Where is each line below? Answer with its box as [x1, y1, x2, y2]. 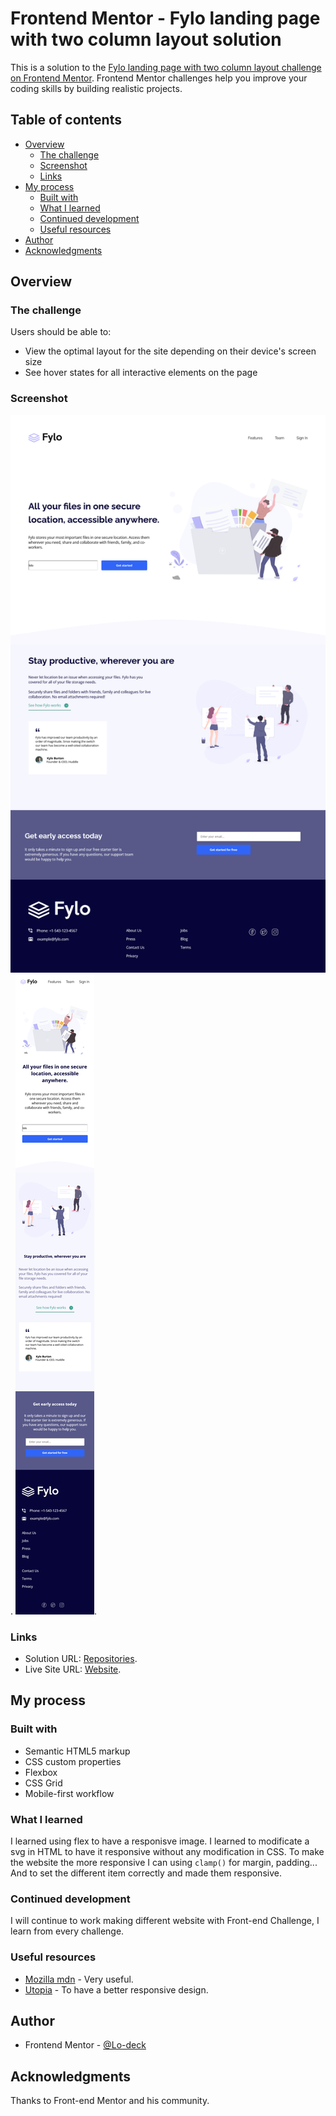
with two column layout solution [10, 28, 282, 51]
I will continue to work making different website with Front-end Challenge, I [10, 1915, 320, 1927]
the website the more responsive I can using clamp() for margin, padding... [10, 1857, 318, 1869]
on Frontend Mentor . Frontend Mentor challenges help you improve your [10, 72, 308, 84]
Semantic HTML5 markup [24, 1745, 131, 1757]
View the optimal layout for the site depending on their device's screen [24, 345, 317, 357]
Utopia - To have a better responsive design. [24, 1983, 209, 1996]
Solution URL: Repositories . [24, 1653, 138, 1665]
